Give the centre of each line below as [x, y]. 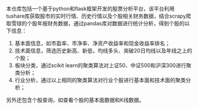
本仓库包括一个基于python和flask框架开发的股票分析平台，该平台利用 [90, 9]
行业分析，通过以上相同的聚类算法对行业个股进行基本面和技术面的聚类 [100, 80]
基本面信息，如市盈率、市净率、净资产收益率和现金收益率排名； [92, 43]
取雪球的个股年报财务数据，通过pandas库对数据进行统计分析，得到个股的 [95, 23]
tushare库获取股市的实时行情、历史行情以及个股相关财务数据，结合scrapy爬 [99, 16]
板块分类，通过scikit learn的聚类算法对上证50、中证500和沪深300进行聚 [103, 65]
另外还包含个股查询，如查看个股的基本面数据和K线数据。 [75, 100]
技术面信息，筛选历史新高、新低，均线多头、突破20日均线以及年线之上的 [103, 51]
